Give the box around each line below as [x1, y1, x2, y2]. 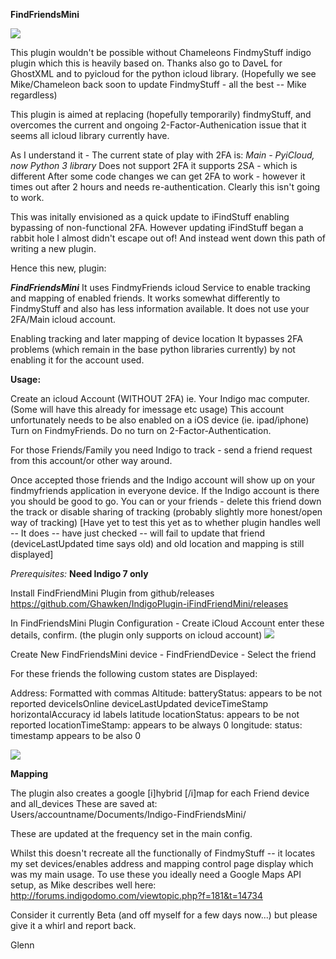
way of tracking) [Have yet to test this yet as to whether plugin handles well [10, 517, 321, 528]
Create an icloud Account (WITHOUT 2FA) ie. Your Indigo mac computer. [10, 393, 310, 404]
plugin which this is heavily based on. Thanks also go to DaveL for [10, 57, 283, 69]
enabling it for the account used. [10, 354, 145, 366]
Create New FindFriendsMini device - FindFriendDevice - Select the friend [10, 649, 317, 660]
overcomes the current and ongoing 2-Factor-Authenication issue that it [10, 119, 307, 131]
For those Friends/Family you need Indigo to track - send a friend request [10, 444, 313, 456]
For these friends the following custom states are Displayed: [10, 668, 258, 679]
